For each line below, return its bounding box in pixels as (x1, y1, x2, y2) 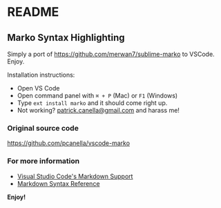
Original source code (7, 123, 79, 133)
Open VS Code (17, 84, 60, 92)
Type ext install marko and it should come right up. (17, 99, 168, 107)
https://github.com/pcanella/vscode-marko (7, 139, 130, 147)
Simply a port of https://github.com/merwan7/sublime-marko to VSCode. (7, 50, 215, 58)
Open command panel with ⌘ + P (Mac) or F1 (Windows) (17, 91, 178, 100)
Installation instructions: (7, 70, 75, 79)
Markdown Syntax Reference (17, 179, 100, 187)
